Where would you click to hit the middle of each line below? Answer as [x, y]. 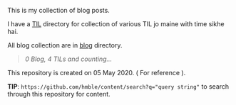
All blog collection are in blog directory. [65, 45]
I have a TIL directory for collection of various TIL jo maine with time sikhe [116, 24]
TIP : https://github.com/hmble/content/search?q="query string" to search [118, 87]
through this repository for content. [59, 94]
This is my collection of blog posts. [59, 10]
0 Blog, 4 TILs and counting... [68, 59]
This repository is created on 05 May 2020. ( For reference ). [97, 73]
